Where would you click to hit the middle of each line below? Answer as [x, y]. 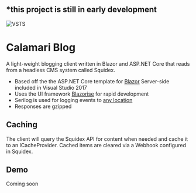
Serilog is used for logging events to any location [73, 100]
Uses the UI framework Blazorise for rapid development [82, 94]
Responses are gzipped [43, 106]
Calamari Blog [41, 48]
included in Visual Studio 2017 [51, 87]
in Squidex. [20, 151]
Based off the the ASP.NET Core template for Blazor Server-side [92, 81]
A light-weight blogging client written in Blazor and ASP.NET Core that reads [98, 63]
